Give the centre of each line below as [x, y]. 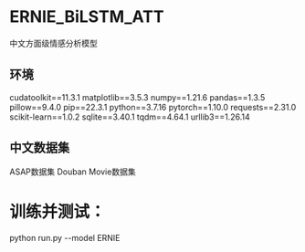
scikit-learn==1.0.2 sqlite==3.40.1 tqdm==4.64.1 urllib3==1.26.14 [130, 117]
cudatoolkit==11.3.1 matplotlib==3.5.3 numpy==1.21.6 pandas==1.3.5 [137, 97]
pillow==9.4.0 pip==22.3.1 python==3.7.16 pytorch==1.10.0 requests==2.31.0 [153, 107]
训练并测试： [58, 211]
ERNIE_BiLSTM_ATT [87, 17]
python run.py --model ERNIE [65, 237]
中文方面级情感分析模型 [53, 43]
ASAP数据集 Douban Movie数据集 [73, 172]
